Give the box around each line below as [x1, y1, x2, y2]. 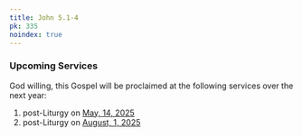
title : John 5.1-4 [9, 13, 79, 23]
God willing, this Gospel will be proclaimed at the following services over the [9, 80, 294, 91]
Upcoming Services [9, 59, 98, 72]
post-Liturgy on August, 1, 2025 [22, 116, 141, 127]
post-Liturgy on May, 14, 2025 [22, 107, 136, 118]
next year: [9, 89, 47, 100]
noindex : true [9, 30, 63, 39]
